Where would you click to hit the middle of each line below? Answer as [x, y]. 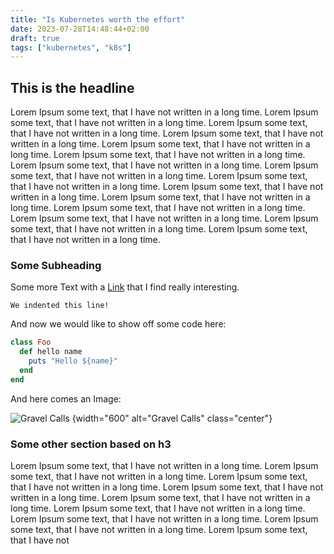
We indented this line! [60, 306]
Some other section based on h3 [91, 444]
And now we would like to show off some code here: [118, 324]
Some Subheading [56, 265]
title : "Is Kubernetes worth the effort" [98, 19]
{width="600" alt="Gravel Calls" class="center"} [172, 418]
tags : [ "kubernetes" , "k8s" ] [71, 47]
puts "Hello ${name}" [73, 361]
